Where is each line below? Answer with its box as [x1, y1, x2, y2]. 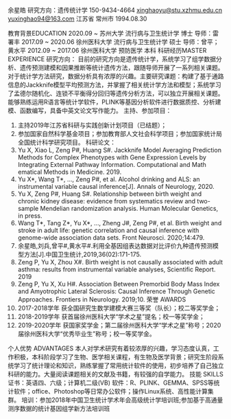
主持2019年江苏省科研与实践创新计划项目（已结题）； [17, 121, 167, 129]
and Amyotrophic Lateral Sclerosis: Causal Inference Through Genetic [17, 287, 215, 295]
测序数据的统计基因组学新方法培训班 [8, 405, 110, 412]
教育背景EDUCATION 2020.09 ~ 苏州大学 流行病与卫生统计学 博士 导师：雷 [8, 30, 219, 37]
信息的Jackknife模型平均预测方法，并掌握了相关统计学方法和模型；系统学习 [8, 81, 221, 89]
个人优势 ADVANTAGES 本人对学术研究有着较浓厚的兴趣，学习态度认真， [8, 344, 213, 352]
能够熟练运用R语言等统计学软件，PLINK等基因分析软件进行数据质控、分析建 [8, 98, 221, 106]
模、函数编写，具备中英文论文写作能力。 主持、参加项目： [8, 106, 172, 115]
